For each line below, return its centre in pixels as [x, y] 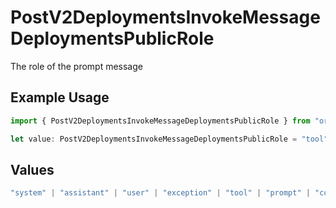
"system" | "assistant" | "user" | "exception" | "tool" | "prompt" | [160, 193]
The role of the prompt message [76, 66]
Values [32, 169]
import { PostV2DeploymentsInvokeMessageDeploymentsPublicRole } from [160, 121]
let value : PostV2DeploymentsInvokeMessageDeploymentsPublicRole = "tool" [169, 139]
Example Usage [60, 97]
